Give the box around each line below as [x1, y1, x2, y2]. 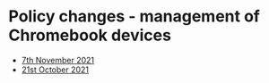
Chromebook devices [8, 25, 172, 46]
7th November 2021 [21, 54, 95, 65]
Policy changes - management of [8, 6, 261, 27]
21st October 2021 [21, 64, 90, 75]
